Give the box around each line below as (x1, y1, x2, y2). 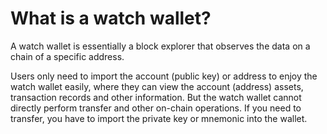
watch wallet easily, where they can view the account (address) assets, (10, 80, 304, 92)
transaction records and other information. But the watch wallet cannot (10, 91, 302, 103)
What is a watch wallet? (10, 7, 212, 30)
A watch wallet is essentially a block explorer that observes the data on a (10, 40, 311, 52)
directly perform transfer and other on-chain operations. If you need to (10, 102, 302, 114)
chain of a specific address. (10, 50, 125, 62)
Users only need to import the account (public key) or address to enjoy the (10, 70, 318, 82)
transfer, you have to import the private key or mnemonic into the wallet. (10, 112, 308, 124)
